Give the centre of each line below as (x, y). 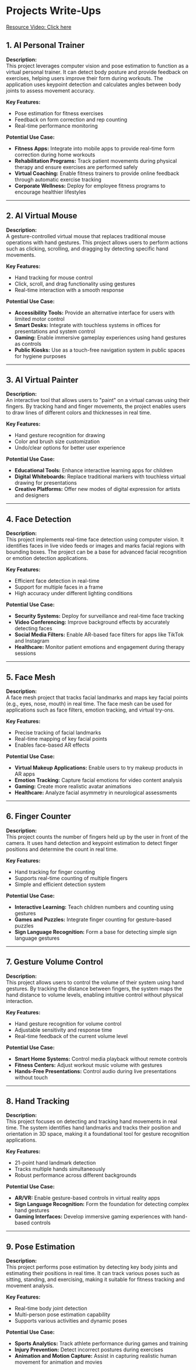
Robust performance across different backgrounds (76, 1175)
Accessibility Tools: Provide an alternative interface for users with (94, 313)
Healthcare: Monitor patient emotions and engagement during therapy (99, 647)
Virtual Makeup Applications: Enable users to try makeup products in (99, 768)
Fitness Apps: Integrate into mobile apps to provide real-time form (94, 148)
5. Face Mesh (31, 677)
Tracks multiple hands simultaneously (60, 1169)
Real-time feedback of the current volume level (71, 1036)
